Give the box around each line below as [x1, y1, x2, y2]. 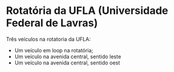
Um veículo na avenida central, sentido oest [14, 59, 120, 66]
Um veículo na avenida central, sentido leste [14, 53, 121, 60]
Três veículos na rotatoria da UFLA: [6, 35, 91, 42]
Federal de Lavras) [6, 16, 98, 30]
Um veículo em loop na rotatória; [14, 46, 93, 53]
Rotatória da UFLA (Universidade [6, 4, 168, 17]
